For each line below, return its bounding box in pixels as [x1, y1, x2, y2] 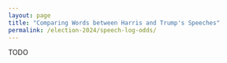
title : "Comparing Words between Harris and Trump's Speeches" [8, 19, 221, 27]
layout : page [8, 11, 51, 20]
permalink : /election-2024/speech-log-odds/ [8, 26, 157, 34]
